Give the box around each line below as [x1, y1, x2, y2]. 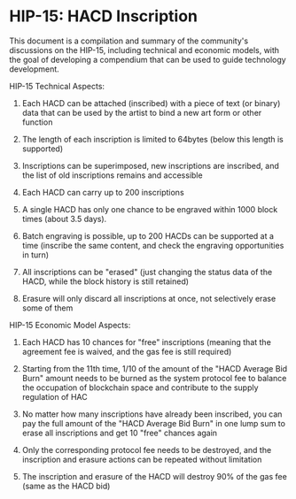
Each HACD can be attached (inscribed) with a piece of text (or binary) [21, 97, 281, 108]
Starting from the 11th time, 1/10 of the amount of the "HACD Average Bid [21, 363, 288, 373]
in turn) [21, 249, 50, 260]
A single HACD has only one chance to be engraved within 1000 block [21, 203, 278, 214]
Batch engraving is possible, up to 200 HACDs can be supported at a [21, 230, 275, 241]
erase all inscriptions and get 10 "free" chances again [21, 427, 218, 438]
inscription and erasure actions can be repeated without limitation [21, 454, 262, 464]
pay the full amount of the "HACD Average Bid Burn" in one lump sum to [21, 418, 286, 428]
